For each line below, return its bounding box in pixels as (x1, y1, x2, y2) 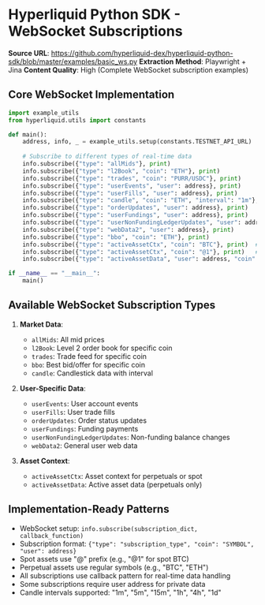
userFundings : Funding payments (31, 424, 139, 433)
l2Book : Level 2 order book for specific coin (31, 343, 173, 353)
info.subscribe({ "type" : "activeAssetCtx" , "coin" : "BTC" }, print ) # (22, 241, 259, 248)
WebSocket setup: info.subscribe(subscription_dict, (19, 523, 199, 533)
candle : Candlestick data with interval (31, 368, 154, 378)
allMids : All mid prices (31, 334, 105, 344)
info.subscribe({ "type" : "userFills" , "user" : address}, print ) (22, 189, 238, 197)
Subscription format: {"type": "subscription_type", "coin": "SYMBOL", (19, 539, 255, 548)
